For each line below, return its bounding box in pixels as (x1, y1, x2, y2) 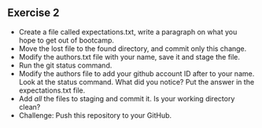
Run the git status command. (18, 60, 113, 70)
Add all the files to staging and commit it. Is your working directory (18, 93, 235, 103)
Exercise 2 (7, 6, 60, 20)
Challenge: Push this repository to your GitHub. (18, 110, 172, 120)
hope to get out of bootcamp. (18, 35, 115, 45)
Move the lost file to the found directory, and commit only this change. (18, 43, 247, 53)
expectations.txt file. (18, 86, 86, 95)
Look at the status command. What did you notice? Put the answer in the (18, 77, 255, 86)
